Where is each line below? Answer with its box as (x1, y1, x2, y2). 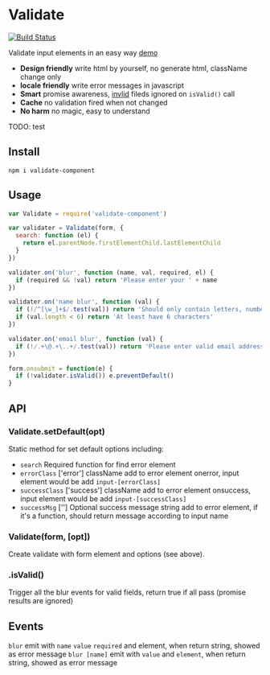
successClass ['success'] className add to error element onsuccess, (19, 485, 251, 495)
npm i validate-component (8, 167, 95, 175)
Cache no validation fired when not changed (19, 97, 168, 107)
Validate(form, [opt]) (8, 531, 91, 542)
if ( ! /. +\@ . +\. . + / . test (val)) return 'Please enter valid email (15, 342, 235, 351)
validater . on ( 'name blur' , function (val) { (8, 298, 160, 307)
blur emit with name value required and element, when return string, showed (8, 641, 260, 651)
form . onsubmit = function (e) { (8, 364, 113, 372)
